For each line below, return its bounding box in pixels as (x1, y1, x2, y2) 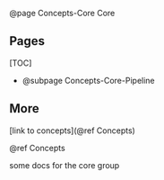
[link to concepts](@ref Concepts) (9, 125, 136, 136)
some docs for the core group (9, 159, 120, 170)
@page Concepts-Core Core (9, 8, 116, 18)
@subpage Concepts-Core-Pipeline (22, 75, 155, 85)
